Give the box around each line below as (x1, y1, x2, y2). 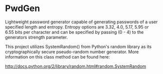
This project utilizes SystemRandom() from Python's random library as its (5, 44, 152, 49)
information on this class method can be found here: (5, 54, 110, 59)
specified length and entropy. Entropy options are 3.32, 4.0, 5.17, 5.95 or (5, 24, 149, 30)
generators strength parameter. (5, 34, 68, 40)
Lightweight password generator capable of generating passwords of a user (5, 19, 158, 25)
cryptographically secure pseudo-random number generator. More (5, 49, 139, 55)
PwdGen (5, 3, 40, 14)
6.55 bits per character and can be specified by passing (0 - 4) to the (5, 29, 144, 35)
